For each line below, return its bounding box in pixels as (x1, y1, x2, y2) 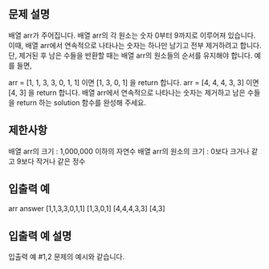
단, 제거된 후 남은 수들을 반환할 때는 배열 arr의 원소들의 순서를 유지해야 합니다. (8, 51, 253, 60)
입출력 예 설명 (8, 229, 72, 243)
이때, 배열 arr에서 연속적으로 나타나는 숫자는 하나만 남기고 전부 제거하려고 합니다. (8, 40, 262, 50)
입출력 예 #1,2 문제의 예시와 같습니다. (8, 252, 125, 262)
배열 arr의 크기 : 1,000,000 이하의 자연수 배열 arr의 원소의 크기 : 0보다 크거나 (8, 146, 251, 156)
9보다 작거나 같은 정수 (16, 156, 86, 166)
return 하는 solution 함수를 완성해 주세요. (16, 97, 147, 107)
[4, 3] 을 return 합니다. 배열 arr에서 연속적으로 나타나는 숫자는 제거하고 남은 (8, 88, 247, 97)
